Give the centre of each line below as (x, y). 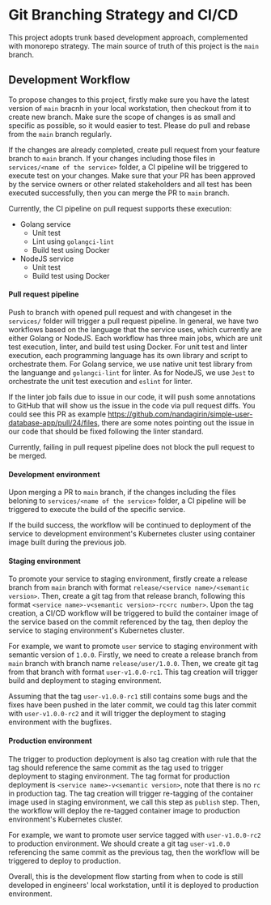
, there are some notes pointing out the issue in (176, 422)
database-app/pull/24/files (53, 422)
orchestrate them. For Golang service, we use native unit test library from (130, 364)
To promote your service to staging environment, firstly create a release (128, 579)
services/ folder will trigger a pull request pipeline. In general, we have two (133, 321)
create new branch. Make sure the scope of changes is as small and (122, 117)
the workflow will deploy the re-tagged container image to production (124, 810)
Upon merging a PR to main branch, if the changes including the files (122, 493)
